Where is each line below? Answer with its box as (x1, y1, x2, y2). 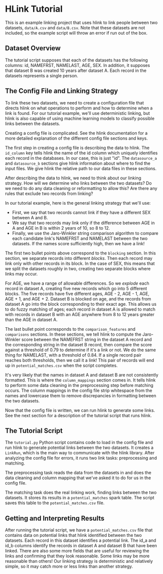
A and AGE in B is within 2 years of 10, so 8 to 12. (12, 225, 110, 231)
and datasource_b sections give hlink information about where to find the (5, 160, 151, 166)
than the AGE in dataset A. (5, 317, 58, 322)
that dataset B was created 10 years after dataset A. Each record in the (5, 67, 147, 73)
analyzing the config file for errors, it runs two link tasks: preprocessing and (5, 455, 157, 461)
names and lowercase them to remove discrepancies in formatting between (5, 392, 157, 399)
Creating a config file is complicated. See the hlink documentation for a (5, 130, 148, 136)
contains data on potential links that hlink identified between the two (5, 532, 142, 538)
